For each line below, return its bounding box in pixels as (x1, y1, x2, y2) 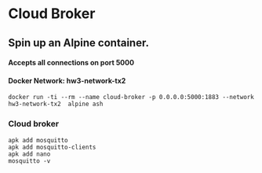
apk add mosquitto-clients (8, 143, 96, 151)
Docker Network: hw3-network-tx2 (8, 75, 126, 85)
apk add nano (8, 150, 51, 158)
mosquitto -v (8, 156, 51, 165)
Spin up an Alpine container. (8, 36, 149, 50)
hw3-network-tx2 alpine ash (8, 100, 104, 109)
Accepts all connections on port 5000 (8, 58, 135, 68)
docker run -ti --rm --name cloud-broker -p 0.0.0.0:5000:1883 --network (8, 94, 255, 101)
